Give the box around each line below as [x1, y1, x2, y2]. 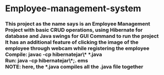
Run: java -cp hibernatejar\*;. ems [5, 57, 88, 64]
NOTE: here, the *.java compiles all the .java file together [5, 63, 143, 70]
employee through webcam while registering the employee [5, 45, 150, 52]
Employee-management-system [5, 3, 142, 14]
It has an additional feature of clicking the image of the [5, 39, 139, 46]
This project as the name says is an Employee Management [5, 21, 151, 27]
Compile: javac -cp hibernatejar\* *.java [5, 51, 102, 58]
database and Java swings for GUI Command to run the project [5, 33, 159, 40]
